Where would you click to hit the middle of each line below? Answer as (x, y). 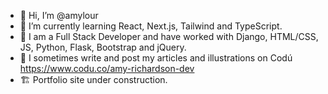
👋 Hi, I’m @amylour (59, 15)
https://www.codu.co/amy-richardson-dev (107, 68)
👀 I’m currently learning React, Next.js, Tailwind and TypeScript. (151, 26)
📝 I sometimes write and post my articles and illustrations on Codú (156, 58)
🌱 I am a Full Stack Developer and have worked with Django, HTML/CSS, (169, 36)
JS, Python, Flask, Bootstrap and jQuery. (103, 47)
